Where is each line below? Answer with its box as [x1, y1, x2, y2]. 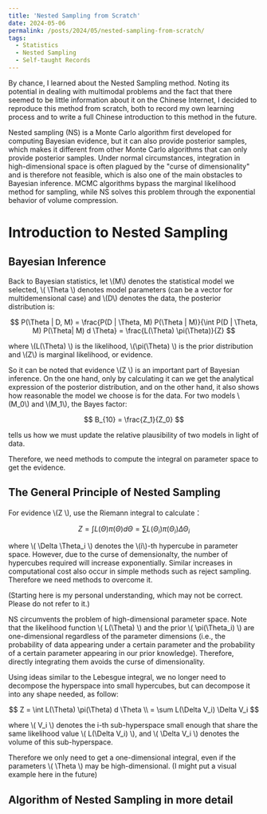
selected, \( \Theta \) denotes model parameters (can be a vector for [8, 284, 234, 294]
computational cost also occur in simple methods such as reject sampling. [8, 566, 252, 576]
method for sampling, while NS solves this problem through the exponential [8, 187, 256, 197]
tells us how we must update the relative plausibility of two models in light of [8, 430, 259, 439]
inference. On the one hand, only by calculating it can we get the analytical [8, 373, 254, 383]
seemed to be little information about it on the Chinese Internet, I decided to [8, 95, 257, 105]
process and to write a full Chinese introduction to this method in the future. [8, 112, 257, 121]
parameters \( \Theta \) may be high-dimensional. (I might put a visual [8, 761, 237, 771]
